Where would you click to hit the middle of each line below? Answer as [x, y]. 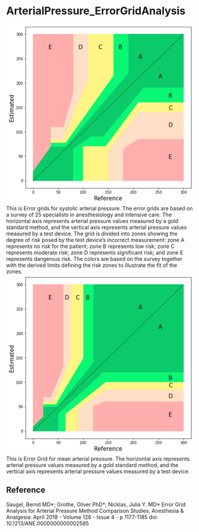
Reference [26, 490]
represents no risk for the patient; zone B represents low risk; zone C [91, 246]
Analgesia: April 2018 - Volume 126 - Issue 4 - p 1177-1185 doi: [82, 517]
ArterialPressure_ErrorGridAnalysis [96, 11]
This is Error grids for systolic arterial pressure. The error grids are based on [99, 208]
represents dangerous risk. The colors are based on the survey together [94, 259]
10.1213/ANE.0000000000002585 [48, 523]
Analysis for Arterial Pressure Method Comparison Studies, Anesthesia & [95, 511]
